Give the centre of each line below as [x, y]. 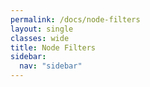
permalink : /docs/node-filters [75, 19]
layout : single [42, 29]
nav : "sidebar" [51, 66]
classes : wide [40, 38]
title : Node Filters [53, 47]
